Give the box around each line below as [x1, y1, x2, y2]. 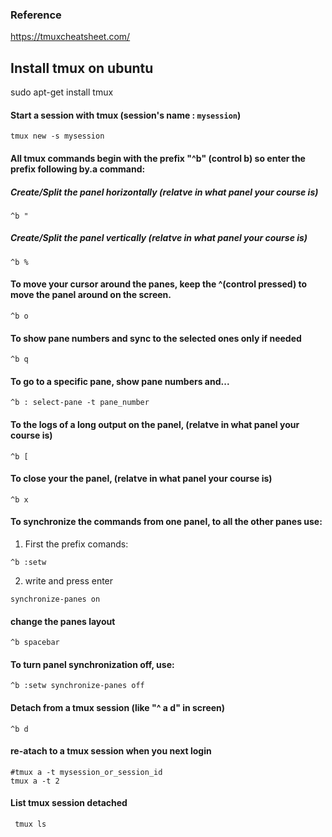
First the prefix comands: [24, 538, 129, 550]
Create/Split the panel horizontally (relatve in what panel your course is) [10, 186, 319, 198]
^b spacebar [10, 638, 60, 648]
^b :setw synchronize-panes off [10, 681, 145, 691]
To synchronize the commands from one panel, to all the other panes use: [10, 516, 323, 528]
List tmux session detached [10, 797, 128, 809]
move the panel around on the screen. [10, 289, 172, 301]
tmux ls [14, 819, 47, 830]
